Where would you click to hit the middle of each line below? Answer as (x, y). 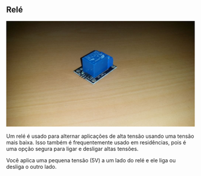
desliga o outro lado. (31, 167)
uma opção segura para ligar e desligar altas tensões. (72, 149)
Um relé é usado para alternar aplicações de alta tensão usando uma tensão (100, 136)
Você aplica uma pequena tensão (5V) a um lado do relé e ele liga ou (91, 160)
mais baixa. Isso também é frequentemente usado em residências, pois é (96, 143)
